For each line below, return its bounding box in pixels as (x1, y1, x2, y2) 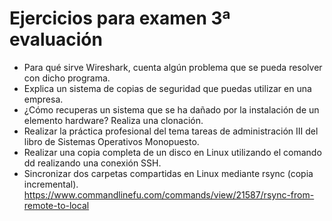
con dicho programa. (23, 72, 111, 84)
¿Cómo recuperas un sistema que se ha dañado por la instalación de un (23, 103, 320, 116)
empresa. (23, 93, 64, 105)
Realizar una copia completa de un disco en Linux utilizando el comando (23, 146, 322, 158)
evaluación (9, 28, 103, 51)
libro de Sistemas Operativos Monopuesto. (23, 135, 200, 147)
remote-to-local (23, 199, 90, 211)
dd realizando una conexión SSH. (23, 157, 162, 169)
